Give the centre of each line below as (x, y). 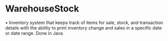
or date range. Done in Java (34, 33)
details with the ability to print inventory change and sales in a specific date (84, 27)
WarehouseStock (42, 9)
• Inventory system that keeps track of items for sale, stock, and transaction (84, 22)
